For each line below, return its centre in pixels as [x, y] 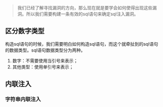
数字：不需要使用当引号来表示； [45, 60]
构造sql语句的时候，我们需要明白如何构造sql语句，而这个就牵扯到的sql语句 [82, 44]
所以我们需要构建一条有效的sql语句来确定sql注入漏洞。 [82, 14]
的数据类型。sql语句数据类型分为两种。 [45, 50]
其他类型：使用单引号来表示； [43, 67]
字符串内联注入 [23, 100]
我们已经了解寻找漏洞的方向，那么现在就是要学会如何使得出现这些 [85, 8]
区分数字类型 [25, 31]
